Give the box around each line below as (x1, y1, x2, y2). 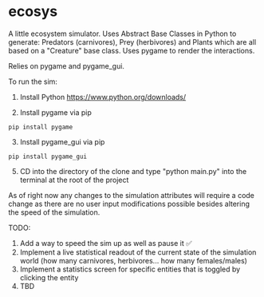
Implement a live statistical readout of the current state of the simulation (19, 247, 257, 257)
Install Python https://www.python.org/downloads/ (19, 92, 187, 101)
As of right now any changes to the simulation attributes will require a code (8, 190, 255, 200)
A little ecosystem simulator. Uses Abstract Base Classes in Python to (8, 29, 237, 38)
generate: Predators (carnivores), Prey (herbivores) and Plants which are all (8, 37, 257, 46)
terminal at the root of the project (19, 175, 129, 184)
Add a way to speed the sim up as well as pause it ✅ (19, 238, 193, 247)
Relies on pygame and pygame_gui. (8, 61, 125, 70)
